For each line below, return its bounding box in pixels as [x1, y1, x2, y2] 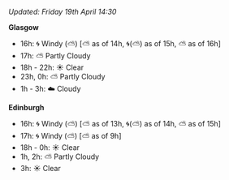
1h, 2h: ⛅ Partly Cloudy [19, 152, 100, 161]
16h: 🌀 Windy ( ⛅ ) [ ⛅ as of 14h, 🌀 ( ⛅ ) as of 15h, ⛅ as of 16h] [19, 39, 222, 48]
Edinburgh [8, 103, 45, 112]
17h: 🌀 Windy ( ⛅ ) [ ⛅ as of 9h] [19, 131, 122, 140]
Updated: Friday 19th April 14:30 [8, 7, 117, 16]
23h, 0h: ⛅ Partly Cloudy [19, 72, 106, 81]
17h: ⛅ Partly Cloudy [19, 51, 91, 60]
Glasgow [8, 23, 39, 32]
